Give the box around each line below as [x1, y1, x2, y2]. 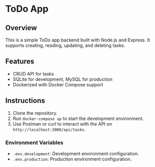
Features [5, 57, 34, 66]
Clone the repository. [12, 110, 57, 116]
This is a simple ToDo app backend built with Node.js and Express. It [5, 37, 150, 43]
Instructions [5, 97, 45, 105]
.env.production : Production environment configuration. [12, 156, 132, 162]
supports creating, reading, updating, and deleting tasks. [5, 42, 126, 49]
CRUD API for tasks [12, 70, 54, 77]
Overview [5, 23, 37, 32]
